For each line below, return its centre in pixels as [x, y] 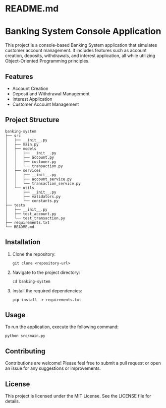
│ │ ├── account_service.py [38, 179]
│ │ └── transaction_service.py [43, 183]
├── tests [15, 205]
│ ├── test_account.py [31, 214]
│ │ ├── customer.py [31, 162]
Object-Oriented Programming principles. [48, 61]
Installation [23, 242]
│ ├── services [23, 170]
